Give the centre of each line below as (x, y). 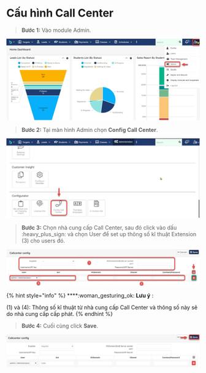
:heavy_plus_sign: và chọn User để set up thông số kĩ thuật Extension (109, 234)
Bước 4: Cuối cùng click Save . (60, 326)
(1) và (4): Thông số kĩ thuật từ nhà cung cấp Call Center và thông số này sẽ (102, 307)
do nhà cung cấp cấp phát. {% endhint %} (60, 314)
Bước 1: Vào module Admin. (56, 30)
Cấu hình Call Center (60, 13)
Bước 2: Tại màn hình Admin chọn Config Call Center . (90, 130)
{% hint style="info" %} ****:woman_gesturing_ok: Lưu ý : (80, 296)
